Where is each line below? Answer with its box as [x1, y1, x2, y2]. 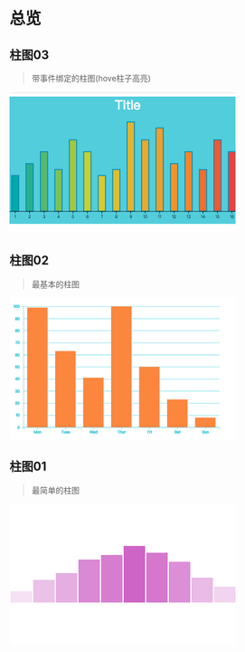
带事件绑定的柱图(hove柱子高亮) [31, 73, 152, 83]
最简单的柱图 [31, 484, 80, 495]
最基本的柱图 [31, 278, 80, 290]
